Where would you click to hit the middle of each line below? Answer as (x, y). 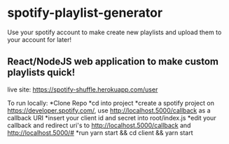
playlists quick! (41, 72)
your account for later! (40, 39)
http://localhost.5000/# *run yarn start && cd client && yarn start (100, 132)
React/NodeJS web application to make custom (113, 62)
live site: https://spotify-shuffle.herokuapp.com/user (83, 89)
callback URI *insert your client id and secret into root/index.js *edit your (112, 117)
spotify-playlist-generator (85, 13)
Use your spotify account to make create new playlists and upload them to (114, 32)
